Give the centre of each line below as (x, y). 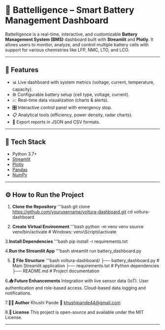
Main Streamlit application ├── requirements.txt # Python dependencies (86, 266)
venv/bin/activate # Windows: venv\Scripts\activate (64, 232)
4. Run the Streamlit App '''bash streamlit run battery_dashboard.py (73, 251)
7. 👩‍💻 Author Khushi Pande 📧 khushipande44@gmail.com (63, 303)
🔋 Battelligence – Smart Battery (70, 10)
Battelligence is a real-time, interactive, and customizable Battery (71, 34)
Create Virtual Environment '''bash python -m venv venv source (78, 227)
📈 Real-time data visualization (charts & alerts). (60, 100)
